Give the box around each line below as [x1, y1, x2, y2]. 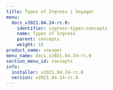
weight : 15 [17, 42, 44, 48]
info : [6, 63, 20, 70]
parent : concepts [17, 36, 60, 42]
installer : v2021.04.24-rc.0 [11, 69, 84, 75]
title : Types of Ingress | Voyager [6, 8, 95, 15]
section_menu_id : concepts [6, 58, 73, 64]
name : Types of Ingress [17, 31, 76, 37]
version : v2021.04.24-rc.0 [11, 75, 79, 81]
